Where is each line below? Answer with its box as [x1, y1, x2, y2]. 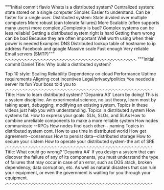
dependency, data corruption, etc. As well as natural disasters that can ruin [5, 165, 157, 170]
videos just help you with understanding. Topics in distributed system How [5, 107, 156, 113]
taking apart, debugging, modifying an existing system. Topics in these [5, 102, 148, 108]
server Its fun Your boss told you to [5, 81, 76, 87]
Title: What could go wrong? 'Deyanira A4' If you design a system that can [5, 149, 155, 155]
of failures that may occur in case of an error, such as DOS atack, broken [5, 159, 152, 165]
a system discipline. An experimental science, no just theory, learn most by [5, 97, 156, 102]
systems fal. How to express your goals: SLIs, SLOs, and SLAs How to [5, 113, 146, 118]
